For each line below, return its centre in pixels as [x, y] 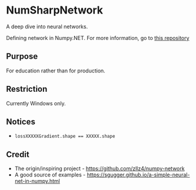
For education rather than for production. [56, 71]
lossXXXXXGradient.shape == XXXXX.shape [65, 136]
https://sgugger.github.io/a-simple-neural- [138, 175]
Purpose [22, 56]
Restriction [27, 89]
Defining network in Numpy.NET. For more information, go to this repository [98, 38]
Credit [18, 154]
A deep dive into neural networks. [47, 26]
